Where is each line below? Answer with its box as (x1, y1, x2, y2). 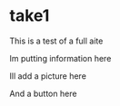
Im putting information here (9, 53, 112, 63)
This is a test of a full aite (9, 35, 104, 46)
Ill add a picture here (9, 70, 86, 82)
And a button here (9, 88, 77, 99)
